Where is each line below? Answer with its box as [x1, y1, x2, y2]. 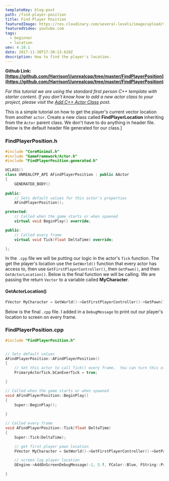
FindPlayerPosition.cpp [5, 326, 64, 333]
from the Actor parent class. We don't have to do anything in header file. [5, 119, 155, 126]
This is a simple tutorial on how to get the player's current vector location [5, 109, 157, 115]
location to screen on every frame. [5, 314, 77, 320]
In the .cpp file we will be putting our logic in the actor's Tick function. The [5, 255, 159, 261]
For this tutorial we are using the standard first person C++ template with [5, 89, 157, 95]
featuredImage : [5, 21, 37, 27]
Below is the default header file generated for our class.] [5, 125, 122, 131]
